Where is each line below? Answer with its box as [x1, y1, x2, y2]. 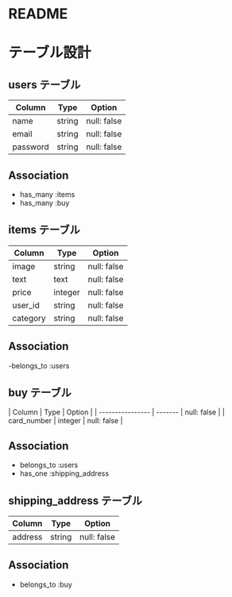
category [12, 312, 46, 324]
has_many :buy [19, 198, 70, 207]
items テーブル [8, 223, 81, 237]
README [8, 5, 68, 23]
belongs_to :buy [19, 579, 73, 589]
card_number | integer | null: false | [8, 416, 123, 426]
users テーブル [8, 77, 81, 92]
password [12, 141, 49, 152]
